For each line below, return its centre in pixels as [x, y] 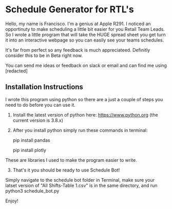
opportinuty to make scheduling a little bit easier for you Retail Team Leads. [85, 29]
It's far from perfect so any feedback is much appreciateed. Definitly [78, 50]
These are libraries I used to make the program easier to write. [71, 160]
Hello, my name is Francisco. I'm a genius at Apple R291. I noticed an [78, 24]
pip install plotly [29, 150]
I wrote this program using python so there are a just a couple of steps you [84, 99]
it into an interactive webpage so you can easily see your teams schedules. [85, 40]
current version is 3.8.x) [38, 120]
